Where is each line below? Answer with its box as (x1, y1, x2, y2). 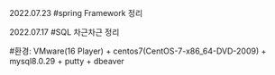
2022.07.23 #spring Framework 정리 (9, 8, 143, 18)
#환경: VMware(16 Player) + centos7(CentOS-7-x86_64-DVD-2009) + (9, 46, 267, 56)
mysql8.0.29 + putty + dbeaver (9, 56, 124, 66)
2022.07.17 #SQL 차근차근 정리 (9, 27, 120, 37)
